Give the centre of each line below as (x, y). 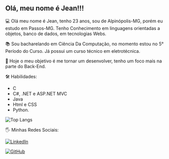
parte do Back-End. (26, 66)
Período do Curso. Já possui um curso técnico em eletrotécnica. (73, 51)
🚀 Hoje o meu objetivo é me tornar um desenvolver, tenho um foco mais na (83, 61)
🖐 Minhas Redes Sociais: (32, 130)
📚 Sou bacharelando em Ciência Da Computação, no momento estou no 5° (84, 44)
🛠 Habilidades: (21, 76)
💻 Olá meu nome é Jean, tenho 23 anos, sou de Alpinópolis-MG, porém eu (84, 21)
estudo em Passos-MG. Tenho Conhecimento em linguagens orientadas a (83, 28)
